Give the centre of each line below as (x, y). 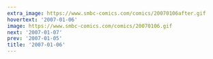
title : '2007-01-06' (37, 45)
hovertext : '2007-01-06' (42, 20)
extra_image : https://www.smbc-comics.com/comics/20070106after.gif (106, 13)
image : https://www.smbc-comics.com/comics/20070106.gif (90, 26)
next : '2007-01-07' (35, 32)
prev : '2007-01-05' (35, 39)
